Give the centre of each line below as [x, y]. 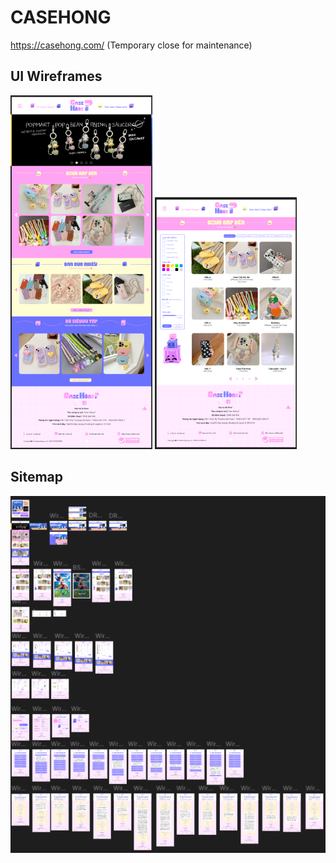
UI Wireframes [56, 76]
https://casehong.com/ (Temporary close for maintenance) [131, 45]
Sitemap [37, 477]
